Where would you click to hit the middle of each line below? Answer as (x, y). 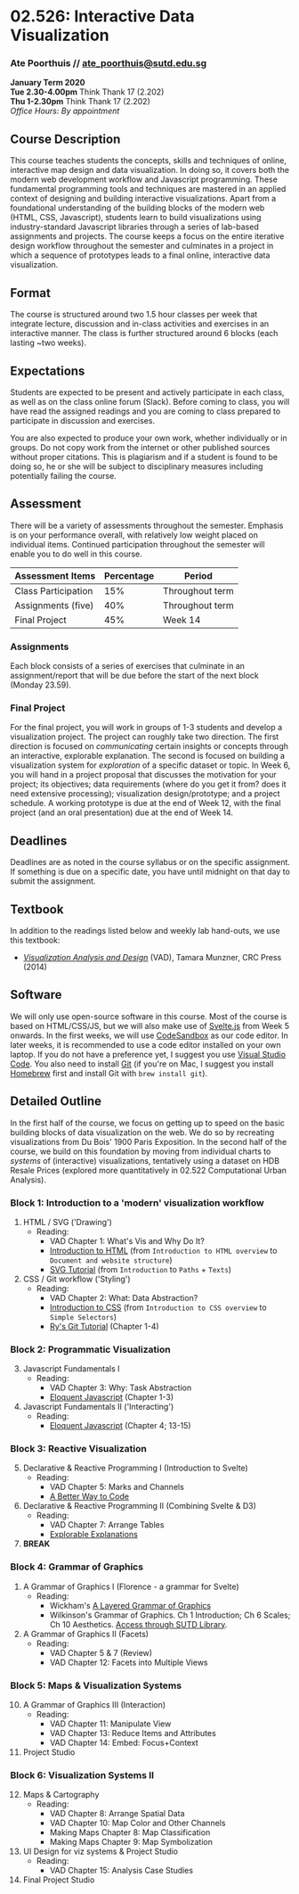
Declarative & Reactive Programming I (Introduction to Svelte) (135, 1468)
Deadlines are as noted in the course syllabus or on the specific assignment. (150, 862)
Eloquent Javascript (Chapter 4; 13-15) (120, 1426)
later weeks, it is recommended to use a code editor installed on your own (145, 1044)
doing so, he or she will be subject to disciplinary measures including (137, 466)
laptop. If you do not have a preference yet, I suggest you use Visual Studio (148, 1054)
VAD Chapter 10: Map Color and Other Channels (137, 1823)
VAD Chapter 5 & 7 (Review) (101, 1652)
